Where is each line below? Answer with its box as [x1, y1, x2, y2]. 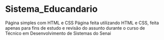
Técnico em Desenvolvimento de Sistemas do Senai [5, 30, 111, 36]
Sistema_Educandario [5, 3, 98, 15]
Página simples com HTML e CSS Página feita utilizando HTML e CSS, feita [5, 20, 159, 26]
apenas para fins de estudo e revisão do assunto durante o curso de [5, 25, 145, 31]
